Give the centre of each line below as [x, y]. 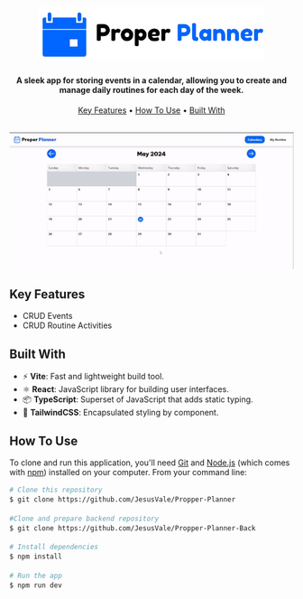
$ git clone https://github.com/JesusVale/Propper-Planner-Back [133, 528]
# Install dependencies [54, 548]
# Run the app [36, 576]
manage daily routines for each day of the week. [151, 90]
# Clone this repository [56, 490]
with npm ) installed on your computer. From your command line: [129, 473]
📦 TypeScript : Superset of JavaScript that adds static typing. [138, 399]
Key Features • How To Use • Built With [151, 110]
